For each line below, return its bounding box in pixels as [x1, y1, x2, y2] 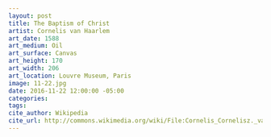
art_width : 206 [8, 64, 60, 73]
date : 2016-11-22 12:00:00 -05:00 [8, 86, 125, 95]
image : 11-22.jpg [8, 79, 67, 87]
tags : [8, 102, 27, 110]
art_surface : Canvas [8, 49, 78, 57]
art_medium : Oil [8, 42, 63, 50]
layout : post [8, 11, 52, 20]
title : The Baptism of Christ [8, 19, 110, 27]
